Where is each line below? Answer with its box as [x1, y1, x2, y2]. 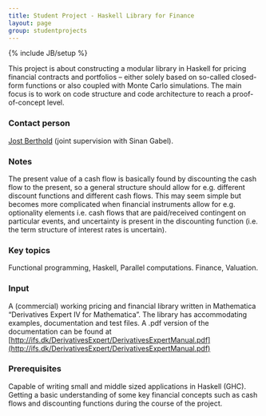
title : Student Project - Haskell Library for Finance [8, 11, 195, 20]
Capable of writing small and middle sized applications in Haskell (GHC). [8, 381, 246, 391]
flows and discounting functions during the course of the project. [8, 398, 223, 408]
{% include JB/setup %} [8, 49, 88, 58]
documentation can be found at [8, 327, 112, 336]
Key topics [8, 244, 50, 256]
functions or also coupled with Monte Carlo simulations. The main [25, 81, 242, 90]
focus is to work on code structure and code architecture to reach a [8, 89, 232, 99]
